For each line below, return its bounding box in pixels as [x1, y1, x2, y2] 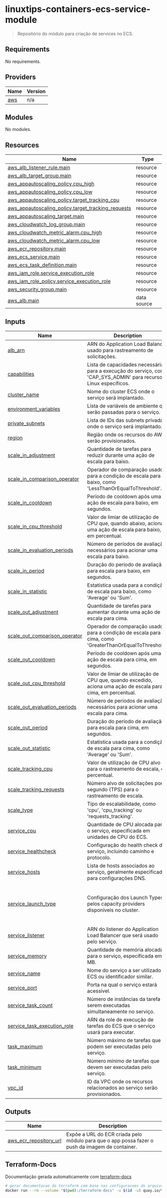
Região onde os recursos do [86, 431, 153, 438]
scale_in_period [7, 567, 45, 574]
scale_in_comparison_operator [7, 476, 80, 482]
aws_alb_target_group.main [7, 172, 72, 179]
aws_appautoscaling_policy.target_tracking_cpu [7, 196, 120, 203]
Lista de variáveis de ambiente [86, 402, 158, 409]
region [7, 434, 23, 441]
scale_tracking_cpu [7, 766, 53, 772]
